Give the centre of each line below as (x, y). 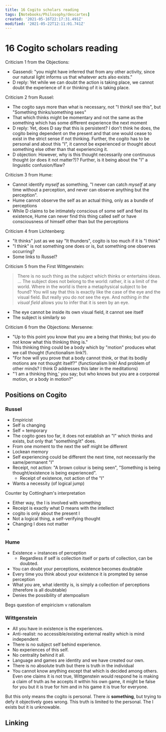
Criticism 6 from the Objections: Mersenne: (49, 327)
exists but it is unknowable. (33, 707)
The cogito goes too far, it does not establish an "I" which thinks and (83, 436)
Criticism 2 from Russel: (30, 97)
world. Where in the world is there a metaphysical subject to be (82, 287)
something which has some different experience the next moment (80, 123)
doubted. (29, 564)
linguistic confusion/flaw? (39, 165)
